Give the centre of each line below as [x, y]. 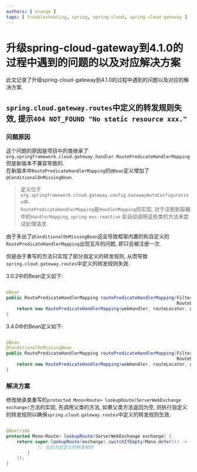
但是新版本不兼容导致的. [35, 163]
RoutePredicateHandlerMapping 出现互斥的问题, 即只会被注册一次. [84, 244]
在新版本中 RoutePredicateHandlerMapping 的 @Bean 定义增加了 [78, 170]
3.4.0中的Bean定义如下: [35, 326]
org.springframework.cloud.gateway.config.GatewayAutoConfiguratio [104, 195]
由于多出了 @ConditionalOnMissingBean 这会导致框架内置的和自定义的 [88, 236]
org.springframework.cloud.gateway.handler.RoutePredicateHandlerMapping [98, 157]
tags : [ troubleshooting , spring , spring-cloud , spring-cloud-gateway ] [97, 17]
